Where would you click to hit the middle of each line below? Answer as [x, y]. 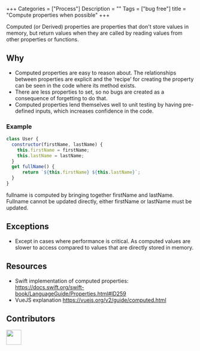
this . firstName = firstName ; [53, 150]
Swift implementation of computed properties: [72, 281]
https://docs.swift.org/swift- [50, 287]
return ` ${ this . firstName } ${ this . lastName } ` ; [81, 172]
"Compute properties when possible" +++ [58, 15]
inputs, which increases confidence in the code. [95, 111]
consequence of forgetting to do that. [61, 98]
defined [25, 111]
